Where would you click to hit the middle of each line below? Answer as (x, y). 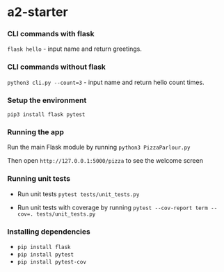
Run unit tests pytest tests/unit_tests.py (78, 194)
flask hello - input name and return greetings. (75, 49)
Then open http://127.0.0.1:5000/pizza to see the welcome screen (105, 161)
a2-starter (38, 12)
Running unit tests (39, 179)
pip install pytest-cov (52, 262)
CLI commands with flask (51, 34)
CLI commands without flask (57, 67)
